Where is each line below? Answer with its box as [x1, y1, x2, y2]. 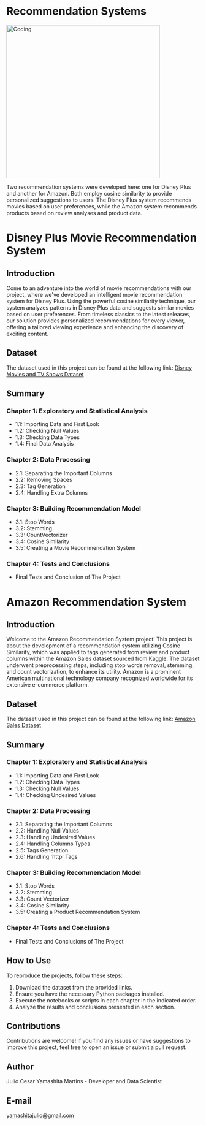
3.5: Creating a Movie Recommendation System [15, 544, 136, 552]
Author [6, 1061, 34, 1072]
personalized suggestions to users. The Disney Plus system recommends [6, 196, 192, 204]
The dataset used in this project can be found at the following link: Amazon [6, 715, 196, 723]
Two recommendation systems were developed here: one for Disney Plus [6, 183, 191, 191]
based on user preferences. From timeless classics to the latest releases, [6, 310, 191, 318]
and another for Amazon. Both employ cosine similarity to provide [6, 189, 172, 197]
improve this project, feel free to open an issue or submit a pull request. [6, 1043, 187, 1051]
